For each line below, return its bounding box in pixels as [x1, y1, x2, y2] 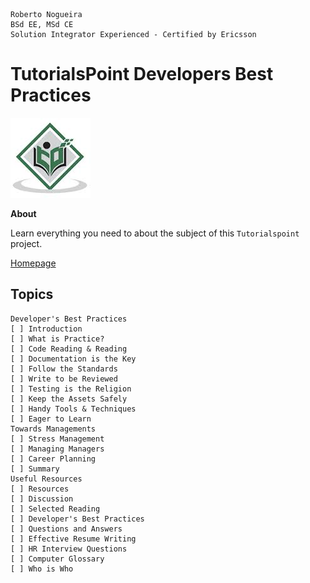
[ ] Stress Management [10, 434, 105, 444]
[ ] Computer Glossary [10, 554, 105, 564]
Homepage [10, 257, 57, 269]
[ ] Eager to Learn [10, 414, 92, 424]
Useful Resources [10, 474, 83, 484]
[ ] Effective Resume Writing [10, 534, 137, 544]
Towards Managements [10, 424, 97, 434]
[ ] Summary [10, 464, 60, 474]
